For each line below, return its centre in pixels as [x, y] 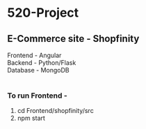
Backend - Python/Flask [42, 63]
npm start [31, 118]
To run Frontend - [37, 96]
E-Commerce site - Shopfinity [73, 39]
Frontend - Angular [34, 55]
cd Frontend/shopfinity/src [55, 111]
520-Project [43, 13]
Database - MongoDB [38, 70]
